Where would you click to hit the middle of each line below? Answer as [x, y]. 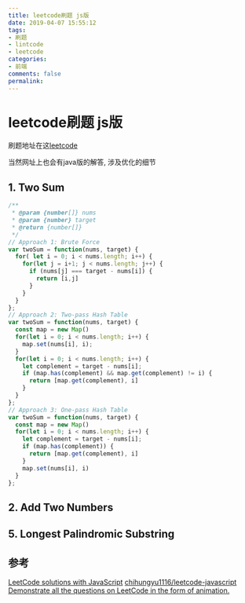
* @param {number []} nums [54, 213]
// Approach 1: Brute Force [54, 242]
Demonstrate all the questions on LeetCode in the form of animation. [119, 590]
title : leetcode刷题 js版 [49, 15]
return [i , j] [58, 279]
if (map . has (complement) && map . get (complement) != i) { [117, 374]
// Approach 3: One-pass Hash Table [68, 410]
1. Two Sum [37, 187]
